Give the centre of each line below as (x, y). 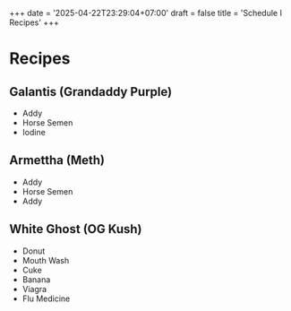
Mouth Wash (46, 260)
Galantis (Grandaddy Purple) (91, 92)
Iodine (34, 132)
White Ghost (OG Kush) (76, 229)
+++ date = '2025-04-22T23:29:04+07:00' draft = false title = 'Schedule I (145, 13)
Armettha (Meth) (57, 160)
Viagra (34, 289)
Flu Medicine (46, 298)
